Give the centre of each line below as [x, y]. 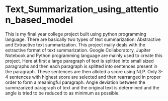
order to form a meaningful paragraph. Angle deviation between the [75, 82]
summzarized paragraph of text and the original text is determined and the [82, 87]
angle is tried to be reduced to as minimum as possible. [62, 93]
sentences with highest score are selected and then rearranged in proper [85, 77]
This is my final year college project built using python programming [76, 34]
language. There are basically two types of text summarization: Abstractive [83, 39]
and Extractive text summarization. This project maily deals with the [75, 44]
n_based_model [39, 20]
